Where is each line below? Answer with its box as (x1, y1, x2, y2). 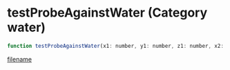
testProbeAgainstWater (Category (7, 5, 208, 21)
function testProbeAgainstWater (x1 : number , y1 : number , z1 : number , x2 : (7, 42, 224, 49)
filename (7, 55, 32, 63)
